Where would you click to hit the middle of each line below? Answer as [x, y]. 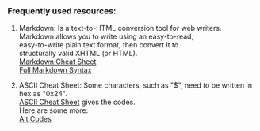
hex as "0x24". [43, 94]
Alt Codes [35, 119]
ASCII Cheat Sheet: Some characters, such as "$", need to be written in [136, 85]
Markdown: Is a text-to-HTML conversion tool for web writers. [120, 28]
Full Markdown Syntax [55, 70]
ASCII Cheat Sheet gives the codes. [77, 102]
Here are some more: [54, 110]
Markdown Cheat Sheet [57, 62]
